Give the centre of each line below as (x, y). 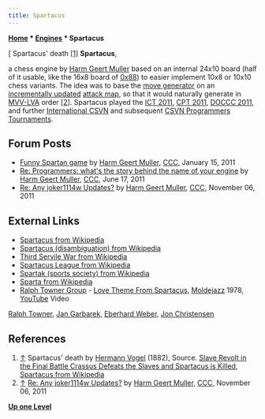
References (37, 339)
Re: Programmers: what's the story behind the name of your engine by (134, 171)
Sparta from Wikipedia (56, 282)
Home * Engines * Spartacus (56, 38)
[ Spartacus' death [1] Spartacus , (63, 53)
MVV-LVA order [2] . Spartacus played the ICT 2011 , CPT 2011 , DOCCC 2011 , (131, 102)
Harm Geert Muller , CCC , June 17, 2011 (82, 179)
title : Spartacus (37, 15)
